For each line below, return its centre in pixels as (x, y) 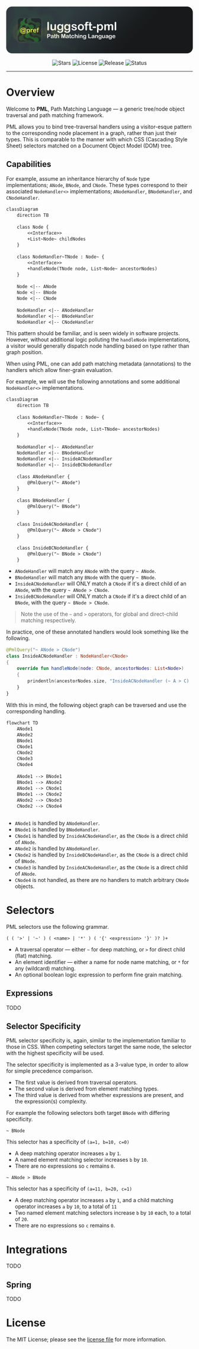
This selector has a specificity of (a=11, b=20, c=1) (69, 1189)
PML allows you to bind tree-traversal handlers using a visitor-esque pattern (99, 127)
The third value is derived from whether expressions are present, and (99, 1095)
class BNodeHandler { (43, 500)
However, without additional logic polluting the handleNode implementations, (98, 339)
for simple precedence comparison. (50, 1071)
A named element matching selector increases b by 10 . (81, 1160)
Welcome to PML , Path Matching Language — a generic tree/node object (95, 109)
